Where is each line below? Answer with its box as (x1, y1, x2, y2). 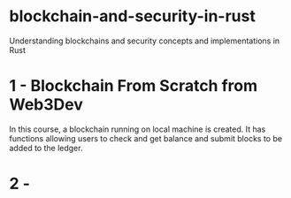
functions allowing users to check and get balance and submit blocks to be (9, 133, 283, 143)
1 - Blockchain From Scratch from (9, 76, 258, 96)
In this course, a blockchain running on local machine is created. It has (9, 124, 266, 134)
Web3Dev (9, 95, 84, 115)
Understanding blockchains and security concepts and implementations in (9, 35, 280, 46)
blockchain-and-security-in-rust (9, 6, 257, 27)
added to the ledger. (9, 142, 83, 153)
